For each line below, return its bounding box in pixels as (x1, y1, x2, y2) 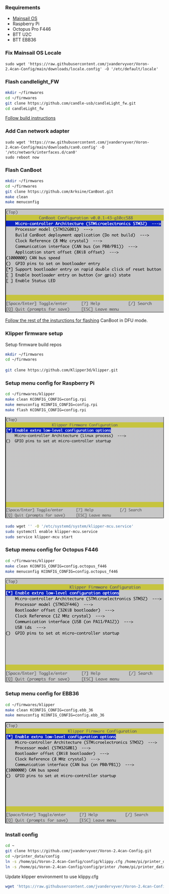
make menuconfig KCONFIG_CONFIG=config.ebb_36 (5, 713, 105, 718)
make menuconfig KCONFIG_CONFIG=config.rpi (5, 402, 98, 407)
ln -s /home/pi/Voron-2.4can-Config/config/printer (5, 864, 116, 869)
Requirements (5, 4, 41, 11)
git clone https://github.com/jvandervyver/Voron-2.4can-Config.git (5, 849, 152, 854)
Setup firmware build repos (5, 341, 62, 347)
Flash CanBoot (5, 166, 42, 173)
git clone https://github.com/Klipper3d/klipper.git (5, 368, 118, 373)
